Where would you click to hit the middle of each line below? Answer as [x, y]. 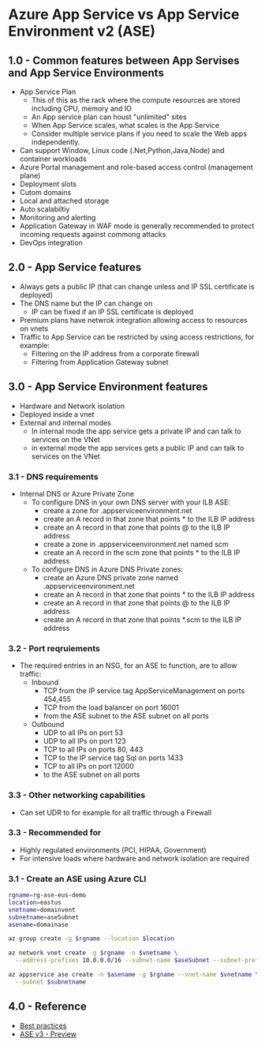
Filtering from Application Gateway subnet [100, 362]
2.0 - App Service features [75, 267]
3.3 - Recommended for [55, 833]
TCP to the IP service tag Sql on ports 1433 [113, 758]
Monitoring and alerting [58, 217]
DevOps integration [51, 243]
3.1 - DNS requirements [53, 477]
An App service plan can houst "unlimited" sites [109, 117]
